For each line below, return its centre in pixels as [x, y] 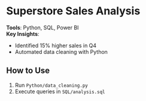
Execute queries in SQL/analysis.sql [60, 91]
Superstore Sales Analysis [73, 11]
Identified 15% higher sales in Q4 [56, 45]
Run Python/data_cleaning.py [51, 85]
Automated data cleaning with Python [61, 51]
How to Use [28, 71]
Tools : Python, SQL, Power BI [42, 27]
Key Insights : [23, 33]
